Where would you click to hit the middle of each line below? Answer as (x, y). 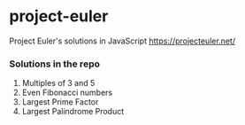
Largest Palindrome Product (73, 112)
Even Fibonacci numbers (67, 93)
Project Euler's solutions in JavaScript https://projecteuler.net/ (122, 41)
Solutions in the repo (54, 64)
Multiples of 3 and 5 (58, 83)
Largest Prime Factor (60, 102)
